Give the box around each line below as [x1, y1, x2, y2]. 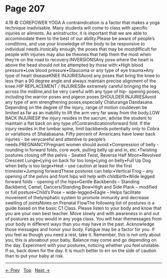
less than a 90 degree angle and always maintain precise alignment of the [5, 78, 157, 84]
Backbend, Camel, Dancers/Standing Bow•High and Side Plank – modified [5, 184, 158, 190]
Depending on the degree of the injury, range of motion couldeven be [5, 104, 148, 110]
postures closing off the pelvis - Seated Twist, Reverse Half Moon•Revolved [5, 152, 161, 158]
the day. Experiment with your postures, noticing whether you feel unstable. [5, 242, 161, 248]
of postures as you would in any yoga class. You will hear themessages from [5, 216, 162, 222]
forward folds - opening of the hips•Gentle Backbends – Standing [5, 178, 140, 185]
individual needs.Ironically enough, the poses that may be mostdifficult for [5, 46, 157, 52]
